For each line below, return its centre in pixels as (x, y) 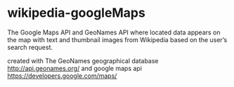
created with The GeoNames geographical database (83, 60)
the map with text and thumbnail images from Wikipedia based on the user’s (117, 39)
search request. (30, 47)
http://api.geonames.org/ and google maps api (75, 68)
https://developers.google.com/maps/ (62, 76)
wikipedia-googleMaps (76, 13)
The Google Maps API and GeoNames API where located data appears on (114, 32)
